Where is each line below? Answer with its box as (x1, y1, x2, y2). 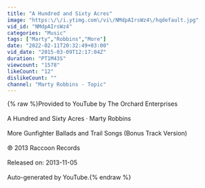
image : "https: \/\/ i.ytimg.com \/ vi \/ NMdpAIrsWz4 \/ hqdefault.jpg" (7, 17, 199, 23)
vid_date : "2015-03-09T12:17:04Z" (7, 49, 107, 56)
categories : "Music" (7, 29, 67, 37)
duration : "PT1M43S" (7, 55, 67, 62)
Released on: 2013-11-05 (7, 158, 78, 167)
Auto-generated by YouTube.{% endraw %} (7, 173, 132, 182)
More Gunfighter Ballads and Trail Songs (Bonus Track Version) (7, 129, 188, 138)
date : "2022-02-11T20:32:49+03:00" (7, 42, 110, 49)
